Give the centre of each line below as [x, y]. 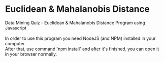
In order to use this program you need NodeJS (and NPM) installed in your [81, 38]
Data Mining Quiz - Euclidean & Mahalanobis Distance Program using [75, 23]
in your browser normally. [31, 54]
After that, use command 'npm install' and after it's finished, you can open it [82, 49]
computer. [16, 43]
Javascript [16, 28]
